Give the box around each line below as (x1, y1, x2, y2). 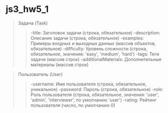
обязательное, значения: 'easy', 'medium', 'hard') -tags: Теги (30, 51, 159, 57)
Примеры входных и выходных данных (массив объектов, (30, 40, 156, 46)
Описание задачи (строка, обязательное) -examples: (30, 35, 144, 41)
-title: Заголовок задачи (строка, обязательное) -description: (30, 29, 160, 35)
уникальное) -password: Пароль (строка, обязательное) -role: (30, 86, 163, 92)
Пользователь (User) (18, 71, 63, 77)
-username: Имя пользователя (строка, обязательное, (30, 81, 147, 87)
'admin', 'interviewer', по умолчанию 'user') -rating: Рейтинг (30, 96, 157, 103)
